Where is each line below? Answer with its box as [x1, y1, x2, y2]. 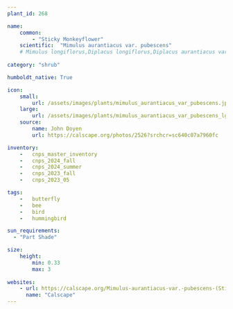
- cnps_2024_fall [19, 157, 76, 164]
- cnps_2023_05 [19, 176, 70, 184]
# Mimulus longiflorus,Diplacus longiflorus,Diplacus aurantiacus [19, 49, 216, 56]
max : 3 [32, 265, 51, 273]
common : [19, 29, 42, 36]
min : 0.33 [32, 259, 60, 266]
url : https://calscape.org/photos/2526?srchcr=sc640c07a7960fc [32, 131, 218, 139]
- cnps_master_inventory [19, 151, 98, 158]
